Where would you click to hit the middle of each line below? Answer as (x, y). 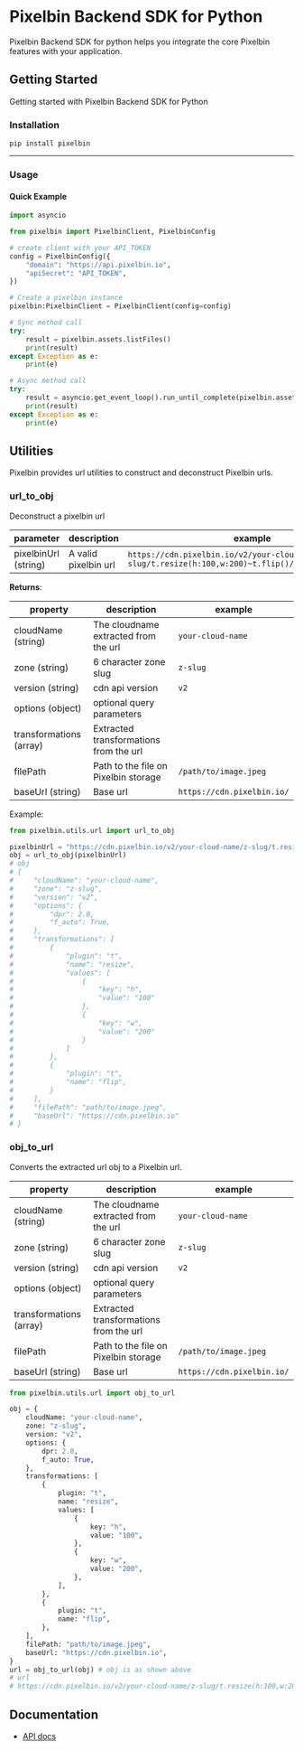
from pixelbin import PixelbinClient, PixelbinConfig (113, 232)
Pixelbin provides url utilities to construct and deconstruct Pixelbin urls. (141, 473)
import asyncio (38, 215)
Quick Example (38, 196)
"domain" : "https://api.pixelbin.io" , (98, 265)
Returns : (26, 587)
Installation (35, 125)
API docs (39, 1736)
